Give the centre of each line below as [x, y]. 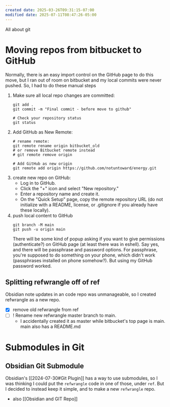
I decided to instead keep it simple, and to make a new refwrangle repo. [80, 389]
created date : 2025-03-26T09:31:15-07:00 [50, 10]
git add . [23, 105]
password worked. [32, 266]
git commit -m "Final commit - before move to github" [72, 109]
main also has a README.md [50, 326]
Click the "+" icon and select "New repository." [69, 189]
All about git [18, 29]
